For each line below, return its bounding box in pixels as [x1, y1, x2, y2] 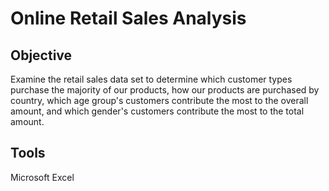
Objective [10, 47, 73, 64]
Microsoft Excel [10, 171, 75, 183]
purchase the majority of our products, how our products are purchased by [10, 84, 320, 96]
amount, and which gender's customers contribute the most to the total [10, 105, 305, 117]
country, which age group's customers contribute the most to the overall [10, 95, 309, 106]
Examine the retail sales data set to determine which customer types [10, 73, 293, 85]
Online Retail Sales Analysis [10, 7, 247, 30]
